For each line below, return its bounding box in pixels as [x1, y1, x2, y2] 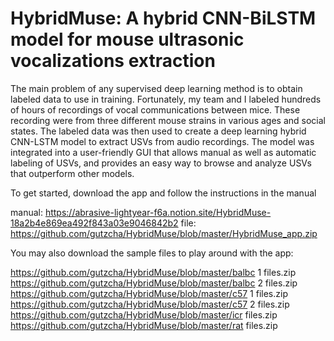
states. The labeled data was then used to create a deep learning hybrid [10, 125, 307, 137]
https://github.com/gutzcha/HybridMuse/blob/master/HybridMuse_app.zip [10, 227, 318, 239]
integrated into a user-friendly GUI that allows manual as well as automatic [10, 146, 317, 158]
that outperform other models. [10, 167, 135, 179]
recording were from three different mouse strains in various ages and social [10, 114, 326, 126]
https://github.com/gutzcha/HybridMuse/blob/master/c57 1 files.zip [10, 287, 288, 299]
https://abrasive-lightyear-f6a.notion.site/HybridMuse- [44, 206, 272, 218]
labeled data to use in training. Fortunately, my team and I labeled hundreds [10, 93, 322, 105]
